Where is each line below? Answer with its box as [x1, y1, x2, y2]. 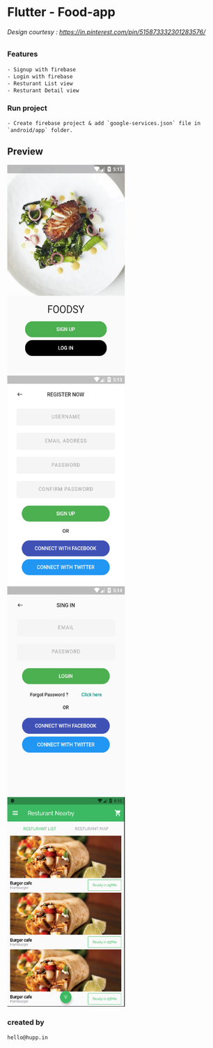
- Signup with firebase [7, 66, 77, 73]
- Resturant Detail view [7, 87, 79, 94]
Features [7, 50, 38, 59]
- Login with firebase [7, 73, 73, 80]
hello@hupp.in [7, 1034, 49, 1041]
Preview [7, 146, 44, 158]
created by [7, 1017, 45, 1027]
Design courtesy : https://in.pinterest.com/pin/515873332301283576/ [7, 27, 206, 36]
